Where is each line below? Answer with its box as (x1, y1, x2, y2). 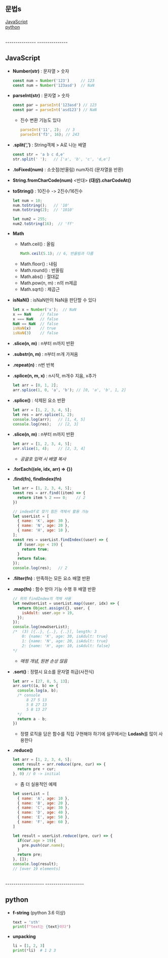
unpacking (12, 934, 36, 940)
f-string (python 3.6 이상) (12, 909, 66, 915)
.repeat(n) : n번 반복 (12, 362, 55, 368)
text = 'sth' (12, 919, 40, 925)
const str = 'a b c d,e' (12, 151, 65, 157)
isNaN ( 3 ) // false (12, 331, 59, 336)
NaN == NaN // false (12, 321, 59, 326)
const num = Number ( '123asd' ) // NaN (12, 83, 95, 88)
